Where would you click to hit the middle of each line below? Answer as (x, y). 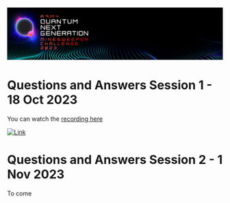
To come (20, 193)
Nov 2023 (36, 175)
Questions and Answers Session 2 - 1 (115, 160)
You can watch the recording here (55, 119)
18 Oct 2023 (42, 100)
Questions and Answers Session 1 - (110, 85)
